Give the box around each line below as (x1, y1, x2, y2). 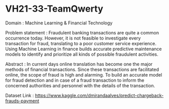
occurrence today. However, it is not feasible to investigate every (5, 35, 141, 41)
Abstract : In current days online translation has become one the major (5, 61, 153, 67)
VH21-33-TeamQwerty (5, 3, 104, 15)
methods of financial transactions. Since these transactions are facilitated (5, 66, 159, 72)
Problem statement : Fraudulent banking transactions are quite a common (5, 29, 159, 35)
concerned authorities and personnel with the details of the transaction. (5, 82, 155, 89)
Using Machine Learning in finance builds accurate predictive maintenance (5, 46, 162, 52)
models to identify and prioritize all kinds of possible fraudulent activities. (5, 51, 159, 57)
